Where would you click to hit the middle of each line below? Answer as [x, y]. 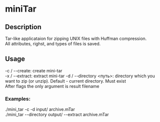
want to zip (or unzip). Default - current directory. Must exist [66, 81]
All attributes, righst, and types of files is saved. [53, 44]
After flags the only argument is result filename [52, 86]
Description [23, 27]
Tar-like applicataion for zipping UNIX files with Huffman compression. [76, 38]
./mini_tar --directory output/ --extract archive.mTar [57, 115]
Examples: [18, 99]
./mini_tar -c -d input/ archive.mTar [40, 109]
